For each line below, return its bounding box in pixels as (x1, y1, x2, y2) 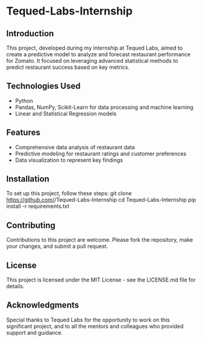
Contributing (6, 220, 56, 230)
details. (6, 283, 25, 290)
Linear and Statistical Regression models (15, 110, 117, 117)
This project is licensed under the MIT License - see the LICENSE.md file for (6, 276, 196, 283)
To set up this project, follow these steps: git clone (6, 190, 132, 197)
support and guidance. (6, 329, 64, 336)
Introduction (6, 28, 54, 39)
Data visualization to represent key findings (15, 156, 123, 164)
